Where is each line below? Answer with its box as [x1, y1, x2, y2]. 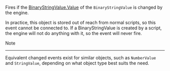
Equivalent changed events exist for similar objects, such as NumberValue [5, 55, 156, 60]
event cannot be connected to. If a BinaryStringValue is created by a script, [5, 25, 162, 31]
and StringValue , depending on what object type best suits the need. [5, 60, 149, 66]
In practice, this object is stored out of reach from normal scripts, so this [5, 20, 156, 25]
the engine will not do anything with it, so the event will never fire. [5, 30, 142, 36]
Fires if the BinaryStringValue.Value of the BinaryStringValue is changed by [5, 5, 163, 10]
